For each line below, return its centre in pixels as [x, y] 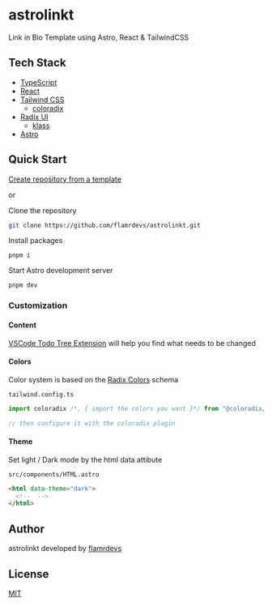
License [29, 574]
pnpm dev [23, 285]
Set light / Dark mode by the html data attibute [85, 459]
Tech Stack [37, 63]
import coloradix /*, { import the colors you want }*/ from [114, 408]
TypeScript [38, 82]
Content [22, 325]
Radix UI [34, 117]
